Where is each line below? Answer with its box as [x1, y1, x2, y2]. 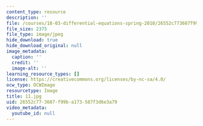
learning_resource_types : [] [6, 71, 80, 77]
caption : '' [11, 54, 42, 60]
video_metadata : [6, 104, 47, 111]
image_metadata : [6, 48, 47, 55]
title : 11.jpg [6, 93, 42, 99]
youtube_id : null [11, 110, 56, 116]
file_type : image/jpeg [6, 31, 63, 38]
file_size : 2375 [6, 25, 47, 32]
